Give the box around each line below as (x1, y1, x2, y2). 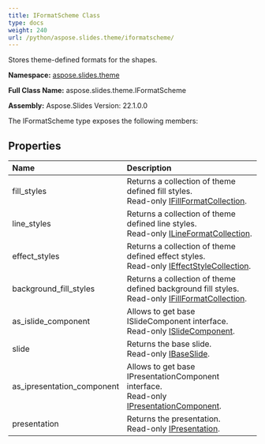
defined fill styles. (126, 186, 193, 197)
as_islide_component (12, 316, 91, 327)
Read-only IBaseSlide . (126, 349, 211, 360)
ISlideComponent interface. (126, 316, 229, 327)
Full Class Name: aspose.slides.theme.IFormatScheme (8, 86, 187, 95)
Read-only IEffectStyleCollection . (126, 261, 252, 272)
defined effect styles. (126, 251, 206, 262)
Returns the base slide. (126, 338, 212, 349)
